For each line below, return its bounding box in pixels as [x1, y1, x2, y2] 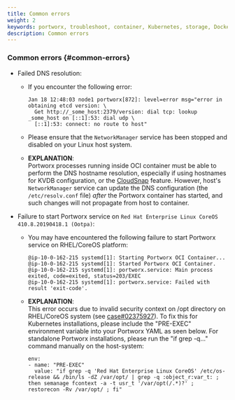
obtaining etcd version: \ [27, 102, 107, 109]
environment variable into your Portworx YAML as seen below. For [27, 326, 219, 335]
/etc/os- [200, 367, 226, 375]
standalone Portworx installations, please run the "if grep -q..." [27, 334, 208, 343]
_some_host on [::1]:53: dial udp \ [27, 114, 135, 121]
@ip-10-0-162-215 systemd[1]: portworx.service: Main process [27, 266, 213, 273]
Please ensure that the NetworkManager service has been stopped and [27, 132, 227, 141]
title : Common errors [7, 10, 71, 18]
